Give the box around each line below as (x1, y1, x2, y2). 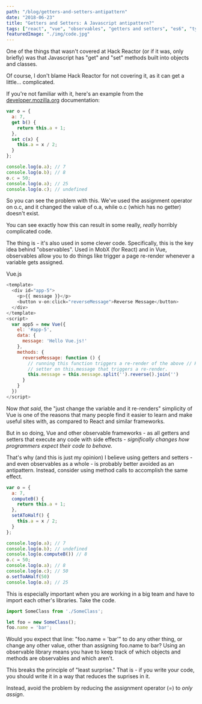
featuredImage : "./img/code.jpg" (6, 31, 90, 37)
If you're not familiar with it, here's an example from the (6, 90, 144, 97)
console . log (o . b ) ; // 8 (6, 169, 66, 175)
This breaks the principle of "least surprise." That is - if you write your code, (6, 666, 195, 674)
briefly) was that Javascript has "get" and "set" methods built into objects (6, 54, 189, 61)
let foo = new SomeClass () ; (6, 619, 77, 625)
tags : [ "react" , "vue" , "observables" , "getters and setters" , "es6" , (6, 25, 187, 32)
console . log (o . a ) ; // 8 (6, 563, 66, 569)
